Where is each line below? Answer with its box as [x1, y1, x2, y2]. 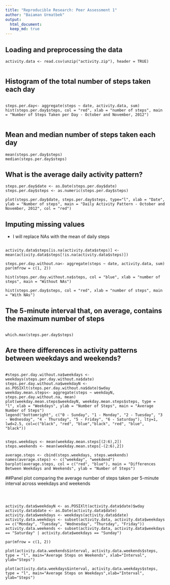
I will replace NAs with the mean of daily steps [12, 233, 110, 240]
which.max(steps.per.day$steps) [5, 332, 74, 337]
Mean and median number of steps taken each [5, 131, 156, 139]
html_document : [10, 21, 42, 27]
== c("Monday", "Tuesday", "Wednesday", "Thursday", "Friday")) [5, 521, 145, 526]
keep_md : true [10, 27, 40, 32]
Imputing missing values [5, 220, 85, 229]
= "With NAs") [5, 292, 36, 298]
